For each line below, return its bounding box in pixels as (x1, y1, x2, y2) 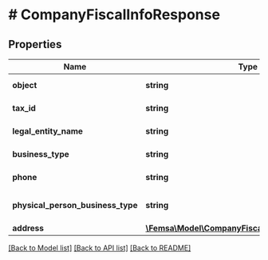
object (12, 80, 37, 90)
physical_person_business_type (12, 200, 138, 210)
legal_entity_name (12, 126, 84, 137)
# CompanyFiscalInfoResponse (8, 6, 221, 24)
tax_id (12, 102, 36, 114)
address (12, 222, 45, 234)
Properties (8, 38, 62, 51)
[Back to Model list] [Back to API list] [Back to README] (8, 243, 191, 253)
